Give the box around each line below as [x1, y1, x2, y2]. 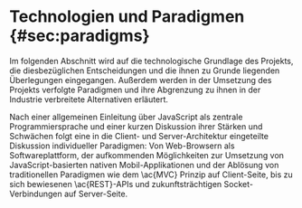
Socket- [223, 178, 253, 189]
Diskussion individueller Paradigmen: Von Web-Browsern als [9, 140, 235, 151]
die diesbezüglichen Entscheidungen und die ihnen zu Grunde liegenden [9, 65, 280, 76]
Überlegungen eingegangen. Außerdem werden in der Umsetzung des [9, 74, 272, 85]
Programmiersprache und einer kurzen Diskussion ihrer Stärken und [9, 120, 263, 132]
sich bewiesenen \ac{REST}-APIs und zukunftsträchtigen [9, 178, 222, 189]
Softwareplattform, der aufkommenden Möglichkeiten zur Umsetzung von [9, 149, 285, 160]
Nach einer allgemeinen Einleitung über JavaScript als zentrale [9, 111, 243, 122]
